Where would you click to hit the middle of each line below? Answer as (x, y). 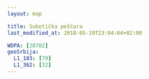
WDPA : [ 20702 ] (28, 45)
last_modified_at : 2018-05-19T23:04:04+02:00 (74, 33)
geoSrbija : (23, 52)
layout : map (24, 14)
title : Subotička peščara (45, 26)
